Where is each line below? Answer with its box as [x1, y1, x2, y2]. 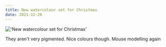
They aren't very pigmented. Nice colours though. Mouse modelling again [5, 36, 161, 42]
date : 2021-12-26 [5, 12, 43, 17]
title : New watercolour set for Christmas [5, 7, 97, 13]
